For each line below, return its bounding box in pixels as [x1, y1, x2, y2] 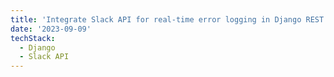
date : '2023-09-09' [10, 24, 92, 34]
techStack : [10, 33, 56, 43]
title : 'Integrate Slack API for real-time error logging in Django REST [10, 14, 325, 25]
